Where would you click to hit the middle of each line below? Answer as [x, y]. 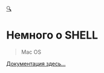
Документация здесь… [36, 63]
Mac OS [31, 52]
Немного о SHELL [52, 35]
